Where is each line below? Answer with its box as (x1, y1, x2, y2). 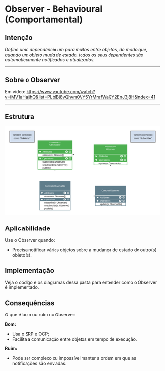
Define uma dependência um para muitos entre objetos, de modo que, (5, 47, 148, 52)
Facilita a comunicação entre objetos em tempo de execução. (12, 336, 137, 342)
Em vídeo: (5, 88, 26, 94)
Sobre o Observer (5, 76, 60, 84)
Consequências (5, 299, 55, 307)
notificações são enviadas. (12, 360, 67, 366)
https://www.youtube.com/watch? (26, 88, 95, 94)
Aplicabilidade (5, 224, 51, 232)
